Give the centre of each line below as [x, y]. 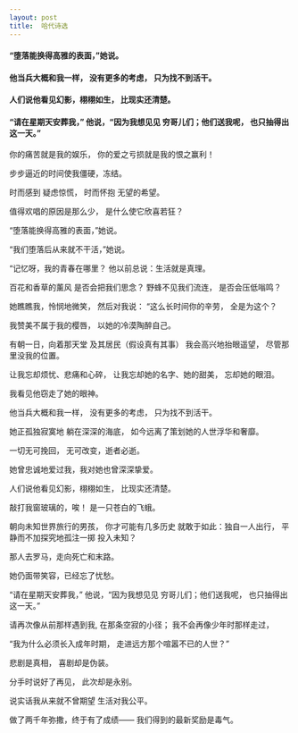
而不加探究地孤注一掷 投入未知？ [76, 538]
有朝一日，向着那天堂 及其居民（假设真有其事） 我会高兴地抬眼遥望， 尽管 [145, 344]
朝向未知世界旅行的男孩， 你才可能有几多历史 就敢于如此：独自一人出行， [144, 527]
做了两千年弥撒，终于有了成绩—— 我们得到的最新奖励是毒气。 [124, 720]
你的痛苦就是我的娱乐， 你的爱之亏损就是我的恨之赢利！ [112, 155]
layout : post [33, 17]
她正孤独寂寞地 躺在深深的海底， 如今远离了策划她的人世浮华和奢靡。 [137, 432]
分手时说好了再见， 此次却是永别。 [73, 682]
